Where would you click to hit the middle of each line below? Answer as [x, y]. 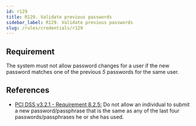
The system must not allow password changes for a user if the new [88, 66]
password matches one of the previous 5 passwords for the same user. [93, 72]
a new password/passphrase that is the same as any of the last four [97, 110]
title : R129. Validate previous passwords [59, 17]
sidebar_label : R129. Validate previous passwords [70, 22]
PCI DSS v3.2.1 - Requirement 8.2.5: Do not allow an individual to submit [102, 104]
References [28, 91]
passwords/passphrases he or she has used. [69, 117]
